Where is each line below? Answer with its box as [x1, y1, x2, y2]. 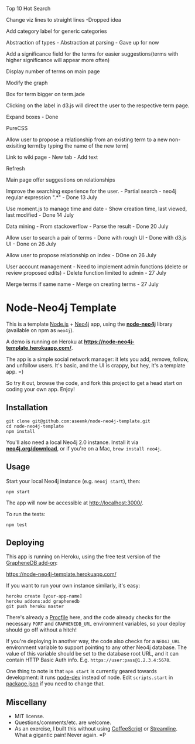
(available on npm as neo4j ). [6, 326, 74, 333]
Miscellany [6, 697, 47, 707]
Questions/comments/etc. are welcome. [14, 719, 111, 726]
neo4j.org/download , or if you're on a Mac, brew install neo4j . [6, 445, 162, 452]
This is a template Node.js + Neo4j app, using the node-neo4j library [6, 320, 173, 327]
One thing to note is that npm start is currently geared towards [6, 668, 157, 675]
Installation [6, 402, 48, 412]
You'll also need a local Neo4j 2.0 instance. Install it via [6, 439, 139, 446]
